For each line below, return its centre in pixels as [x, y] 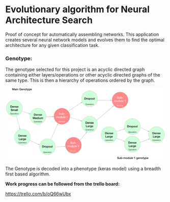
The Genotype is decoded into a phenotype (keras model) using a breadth [83, 169]
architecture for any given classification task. [52, 45]
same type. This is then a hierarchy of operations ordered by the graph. [80, 81]
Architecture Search [49, 20]
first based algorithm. [28, 174]
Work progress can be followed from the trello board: [63, 184]
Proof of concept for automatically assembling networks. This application [82, 34]
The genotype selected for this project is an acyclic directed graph [75, 69]
